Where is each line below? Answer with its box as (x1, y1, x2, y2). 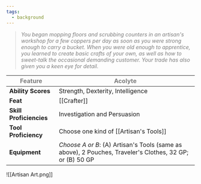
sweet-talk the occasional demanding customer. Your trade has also (20, 56, 190, 63)
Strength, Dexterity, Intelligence (59, 87, 148, 95)
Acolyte (114, 76, 137, 85)
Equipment (9, 148, 41, 156)
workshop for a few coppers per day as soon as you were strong (20, 37, 182, 44)
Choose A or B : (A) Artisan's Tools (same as (59, 140, 182, 149)
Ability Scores (9, 87, 51, 95)
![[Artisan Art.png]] (6, 171, 53, 178)
